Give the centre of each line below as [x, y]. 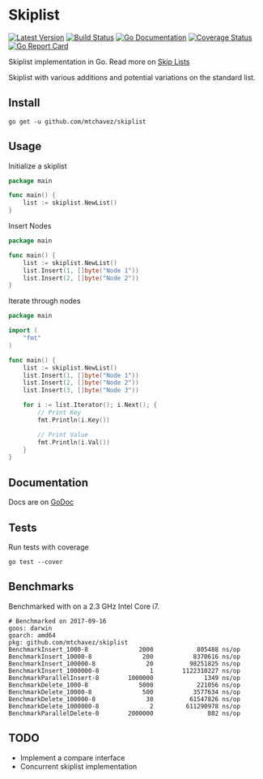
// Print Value [63, 434]
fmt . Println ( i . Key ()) [74, 420]
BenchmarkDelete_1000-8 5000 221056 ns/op [125, 685]
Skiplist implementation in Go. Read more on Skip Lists [99, 62]
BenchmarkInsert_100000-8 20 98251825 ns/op [125, 663]
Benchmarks [41, 586]
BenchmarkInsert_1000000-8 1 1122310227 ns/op [125, 670]
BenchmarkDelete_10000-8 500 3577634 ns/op [125, 692]
